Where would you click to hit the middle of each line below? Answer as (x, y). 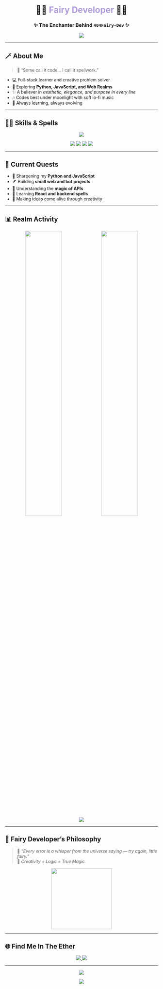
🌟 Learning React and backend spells (50, 193)
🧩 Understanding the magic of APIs (48, 188)
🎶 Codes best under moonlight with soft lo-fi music (63, 97)
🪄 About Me (24, 56)
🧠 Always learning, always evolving (47, 103)
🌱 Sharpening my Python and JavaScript (53, 176)
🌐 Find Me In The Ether (40, 946)
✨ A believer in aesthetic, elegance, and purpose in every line (74, 92)
